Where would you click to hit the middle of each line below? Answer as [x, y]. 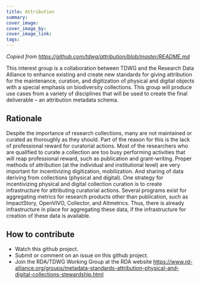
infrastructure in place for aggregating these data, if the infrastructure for [96, 209]
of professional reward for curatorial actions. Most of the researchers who [97, 146]
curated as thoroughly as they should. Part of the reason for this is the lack [98, 139]
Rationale [24, 119]
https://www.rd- [173, 261]
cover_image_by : [26, 28]
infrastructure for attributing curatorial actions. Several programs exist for [96, 190]
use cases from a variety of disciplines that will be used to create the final [97, 94]
